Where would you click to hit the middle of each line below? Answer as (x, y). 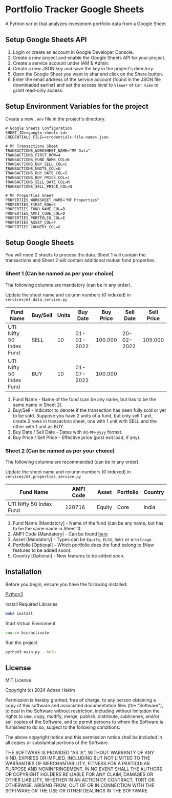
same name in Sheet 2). (38, 405)
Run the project (21, 643)
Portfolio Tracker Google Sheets (75, 9)
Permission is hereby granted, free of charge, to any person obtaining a (81, 700)
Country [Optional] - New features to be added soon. (69, 555)
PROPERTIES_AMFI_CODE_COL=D (35, 213)
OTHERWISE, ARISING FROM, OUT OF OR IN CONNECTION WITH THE (80, 785)
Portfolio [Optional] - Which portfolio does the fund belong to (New (83, 545)
